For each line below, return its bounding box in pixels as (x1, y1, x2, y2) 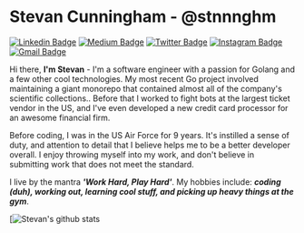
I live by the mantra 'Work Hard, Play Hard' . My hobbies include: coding (9, 176, 281, 187)
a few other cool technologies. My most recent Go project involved (9, 73, 259, 84)
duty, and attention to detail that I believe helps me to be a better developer (9, 139, 290, 150)
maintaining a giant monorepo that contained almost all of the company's (9, 83, 283, 94)
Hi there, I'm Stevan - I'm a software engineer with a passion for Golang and (9, 64, 296, 75)
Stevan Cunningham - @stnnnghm (9, 6, 277, 27)
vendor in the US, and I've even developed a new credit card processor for (9, 102, 289, 113)
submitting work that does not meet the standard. (9, 158, 195, 169)
